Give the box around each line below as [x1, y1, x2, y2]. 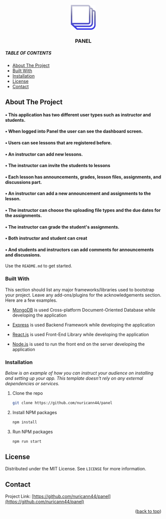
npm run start [12, 439, 42, 444]
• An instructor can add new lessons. [5, 151, 83, 157]
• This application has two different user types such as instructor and [5, 111, 151, 118]
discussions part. [5, 179, 42, 185]
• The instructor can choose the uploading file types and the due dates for [5, 207, 161, 213]
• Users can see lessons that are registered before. [5, 140, 112, 146]
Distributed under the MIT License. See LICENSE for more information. [5, 466, 146, 472]
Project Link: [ [5, 494, 34, 500]
